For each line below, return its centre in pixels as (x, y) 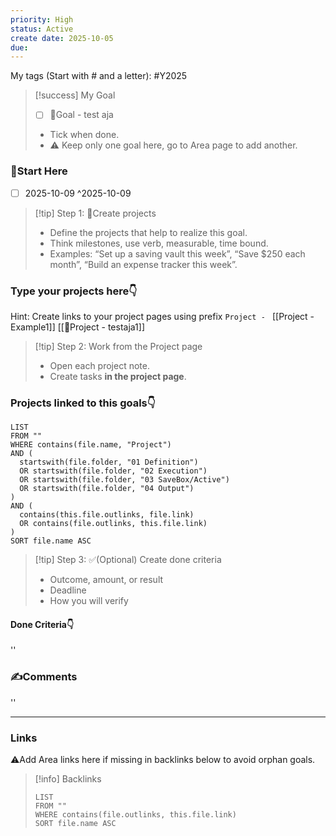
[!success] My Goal (75, 95)
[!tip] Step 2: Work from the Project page (118, 346)
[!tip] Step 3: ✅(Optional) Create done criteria (128, 560)
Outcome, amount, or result (106, 580)
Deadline (68, 590)
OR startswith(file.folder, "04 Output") (107, 489)
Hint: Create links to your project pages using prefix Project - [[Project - (162, 316)
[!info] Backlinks (68, 779)
